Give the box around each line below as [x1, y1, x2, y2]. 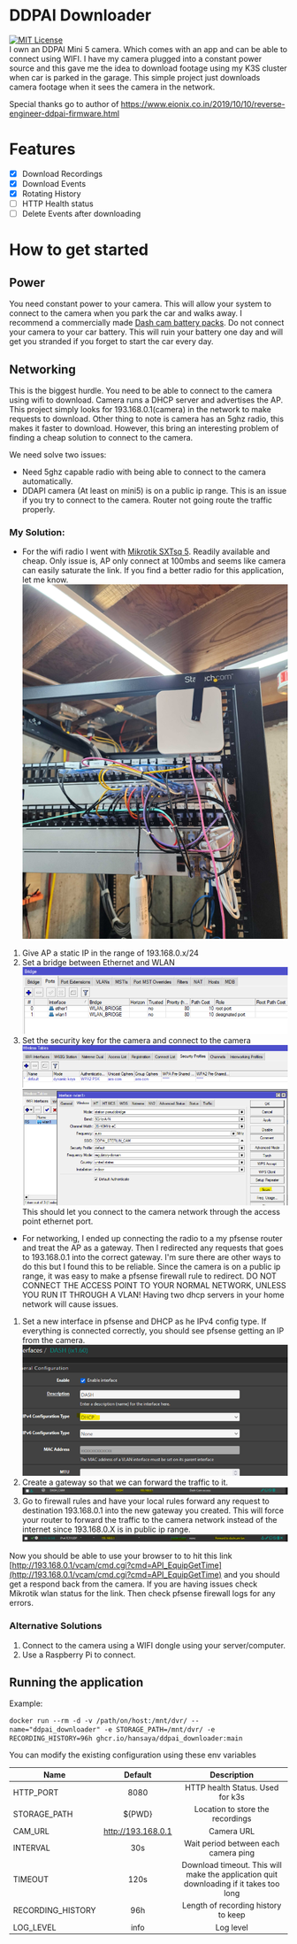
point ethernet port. [21, 1216, 94, 1226]
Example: [9, 1698, 43, 1709]
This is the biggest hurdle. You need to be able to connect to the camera [9, 386, 272, 396]
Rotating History [21, 188, 81, 199]
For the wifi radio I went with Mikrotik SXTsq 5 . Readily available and [21, 546, 270, 557]
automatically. [21, 476, 73, 487]
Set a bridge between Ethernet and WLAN [21, 957, 175, 967]
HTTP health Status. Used [184, 1782, 279, 1793]
